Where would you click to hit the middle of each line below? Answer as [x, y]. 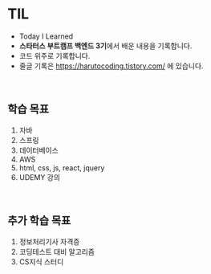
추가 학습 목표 [39, 221]
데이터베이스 [39, 150]
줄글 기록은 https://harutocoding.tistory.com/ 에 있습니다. [111, 66]
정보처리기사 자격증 [49, 241]
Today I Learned [46, 36]
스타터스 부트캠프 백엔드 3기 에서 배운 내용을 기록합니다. [105, 46]
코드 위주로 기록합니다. [55, 55]
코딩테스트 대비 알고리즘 [57, 252]
